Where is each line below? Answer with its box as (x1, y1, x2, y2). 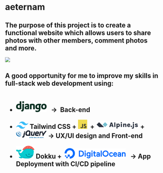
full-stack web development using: (5, 79, 114, 88)
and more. (5, 44, 37, 52)
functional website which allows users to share (5, 28, 151, 37)
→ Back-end (51, 106, 90, 114)
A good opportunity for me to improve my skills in (5, 72, 159, 80)
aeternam (5, 1, 45, 13)
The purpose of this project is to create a (5, 21, 131, 29)
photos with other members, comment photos (5, 36, 148, 45)
